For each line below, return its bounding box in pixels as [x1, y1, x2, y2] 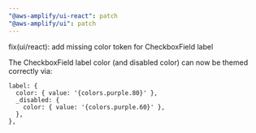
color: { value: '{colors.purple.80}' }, [15, 88, 158, 97]
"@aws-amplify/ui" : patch [8, 19, 96, 28]
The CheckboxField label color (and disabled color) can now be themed [8, 58, 249, 67]
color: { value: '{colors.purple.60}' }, [23, 103, 165, 111]
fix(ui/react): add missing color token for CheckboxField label [8, 41, 214, 51]
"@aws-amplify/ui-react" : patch [8, 11, 118, 20]
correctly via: [8, 66, 53, 75]
